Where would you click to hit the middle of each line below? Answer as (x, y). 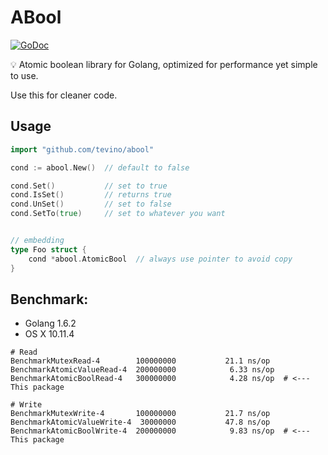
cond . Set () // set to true (89, 186)
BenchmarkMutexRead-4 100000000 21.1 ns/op (140, 361)
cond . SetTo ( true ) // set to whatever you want (118, 214)
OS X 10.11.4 (49, 334)
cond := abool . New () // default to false (100, 167)
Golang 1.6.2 (50, 323)
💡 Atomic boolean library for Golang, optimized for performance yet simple (164, 64)
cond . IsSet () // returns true (91, 195)
